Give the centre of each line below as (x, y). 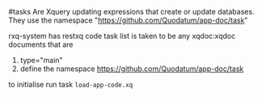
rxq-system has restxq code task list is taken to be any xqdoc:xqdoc (122, 36)
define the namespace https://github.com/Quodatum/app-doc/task (132, 69)
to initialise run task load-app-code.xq (71, 84)
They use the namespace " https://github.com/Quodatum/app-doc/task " (128, 20)
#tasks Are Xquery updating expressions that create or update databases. (131, 12)
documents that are (41, 44)
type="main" (41, 60)
